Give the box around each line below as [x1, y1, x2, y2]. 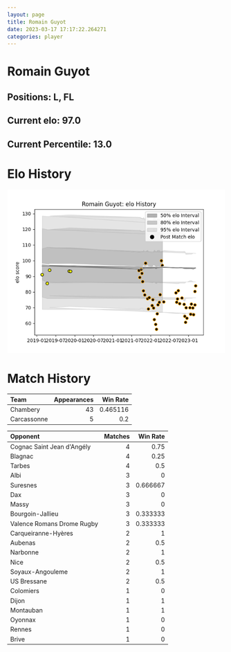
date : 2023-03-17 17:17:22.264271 [7, 26, 107, 33]
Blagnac [10, 452, 34, 460]
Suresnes [10, 481, 37, 489]
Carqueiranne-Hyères [10, 529, 74, 537]
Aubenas [10, 538, 36, 547]
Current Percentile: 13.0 [7, 138, 112, 150]
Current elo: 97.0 [7, 115, 82, 127]
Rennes [10, 625, 33, 633]
